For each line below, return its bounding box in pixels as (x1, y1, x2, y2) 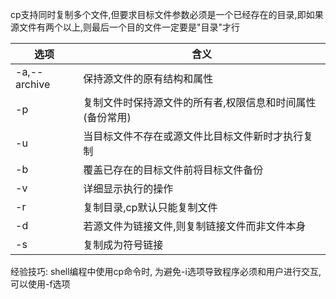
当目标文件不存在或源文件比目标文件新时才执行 (83, 129, 304, 143)
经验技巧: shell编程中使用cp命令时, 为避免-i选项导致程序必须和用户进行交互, (10, 266, 322, 277)
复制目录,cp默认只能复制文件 (83, 201, 218, 214)
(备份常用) (83, 111, 132, 124)
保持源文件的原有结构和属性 (83, 72, 214, 85)
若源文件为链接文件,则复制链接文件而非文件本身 (83, 219, 307, 233)
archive (15, 78, 51, 91)
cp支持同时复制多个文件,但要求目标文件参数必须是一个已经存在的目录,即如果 (10, 9, 324, 20)
